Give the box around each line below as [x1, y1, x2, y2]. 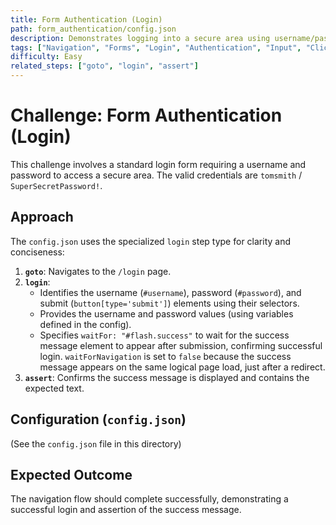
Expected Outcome [10, 466, 133, 483]
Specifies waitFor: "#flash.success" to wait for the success [39, 329, 290, 341]
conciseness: [10, 246, 65, 258]
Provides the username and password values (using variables [39, 307, 294, 320]
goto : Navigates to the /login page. [24, 265, 172, 277]
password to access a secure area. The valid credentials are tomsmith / [10, 169, 303, 181]
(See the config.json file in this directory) [10, 437, 182, 450]
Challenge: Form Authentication [10, 104, 283, 127]
